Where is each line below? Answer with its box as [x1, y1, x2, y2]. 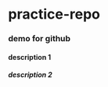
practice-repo [8, 5, 100, 23]
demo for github [8, 33, 71, 44]
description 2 [8, 70, 52, 79]
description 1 [8, 52, 52, 61]
